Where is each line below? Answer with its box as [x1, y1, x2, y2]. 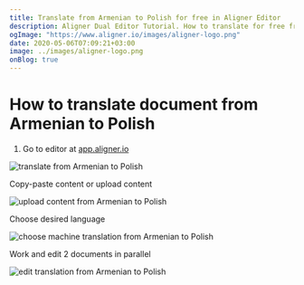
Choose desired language [9, 214, 106, 224]
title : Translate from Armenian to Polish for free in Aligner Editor [9, 13, 281, 23]
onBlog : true [9, 55, 59, 64]
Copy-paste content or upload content [9, 178, 153, 189]
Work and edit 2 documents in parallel [9, 248, 151, 259]
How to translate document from [9, 94, 259, 115]
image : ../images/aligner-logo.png [9, 47, 144, 56]
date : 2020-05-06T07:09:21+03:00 [9, 38, 136, 48]
